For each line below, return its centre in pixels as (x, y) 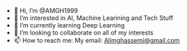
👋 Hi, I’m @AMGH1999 (46, 11)
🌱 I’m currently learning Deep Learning (69, 25)
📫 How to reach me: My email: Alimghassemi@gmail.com (97, 40)
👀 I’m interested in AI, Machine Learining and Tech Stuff (93, 18)
